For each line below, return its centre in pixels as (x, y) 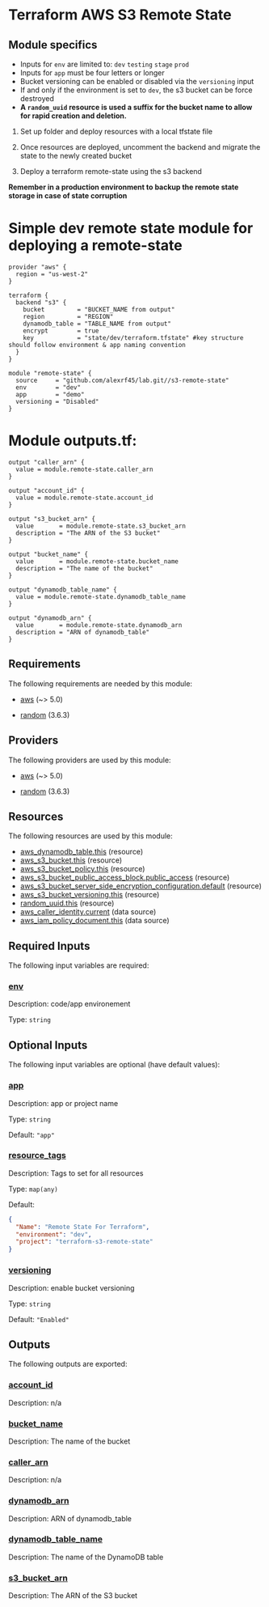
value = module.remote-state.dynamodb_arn (99, 625)
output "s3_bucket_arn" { (52, 519)
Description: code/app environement (69, 1004)
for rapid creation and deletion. (73, 116)
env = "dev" (48, 387)
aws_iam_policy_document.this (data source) (95, 921)
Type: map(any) (34, 1189)
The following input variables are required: (79, 965)
